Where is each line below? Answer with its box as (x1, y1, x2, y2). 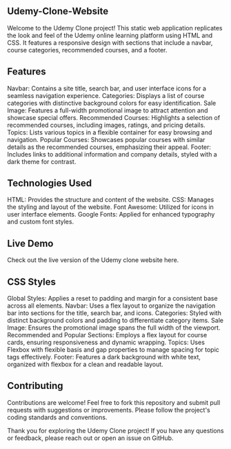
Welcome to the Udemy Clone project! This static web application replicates (7, 23, 223, 32)
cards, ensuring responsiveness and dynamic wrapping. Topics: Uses (7, 338, 205, 347)
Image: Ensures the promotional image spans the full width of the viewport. (7, 323, 221, 332)
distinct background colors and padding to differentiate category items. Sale (7, 317, 224, 325)
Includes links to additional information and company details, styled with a (7, 150, 217, 158)
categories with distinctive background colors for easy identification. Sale (7, 99, 217, 107)
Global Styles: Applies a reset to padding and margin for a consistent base (7, 295, 219, 303)
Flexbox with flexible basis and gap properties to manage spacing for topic (7, 346, 219, 354)
